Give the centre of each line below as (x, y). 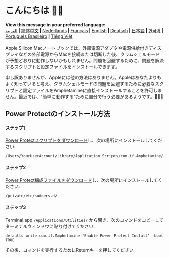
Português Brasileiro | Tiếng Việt (39, 36)
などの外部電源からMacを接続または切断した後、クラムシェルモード (89, 54)
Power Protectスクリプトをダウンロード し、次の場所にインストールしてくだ (84, 140)
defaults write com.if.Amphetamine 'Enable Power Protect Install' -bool (84, 236)
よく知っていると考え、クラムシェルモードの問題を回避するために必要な (80, 83)
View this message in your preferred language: (55, 25)
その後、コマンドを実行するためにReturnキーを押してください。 (72, 250)
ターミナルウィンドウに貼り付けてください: (50, 226)
